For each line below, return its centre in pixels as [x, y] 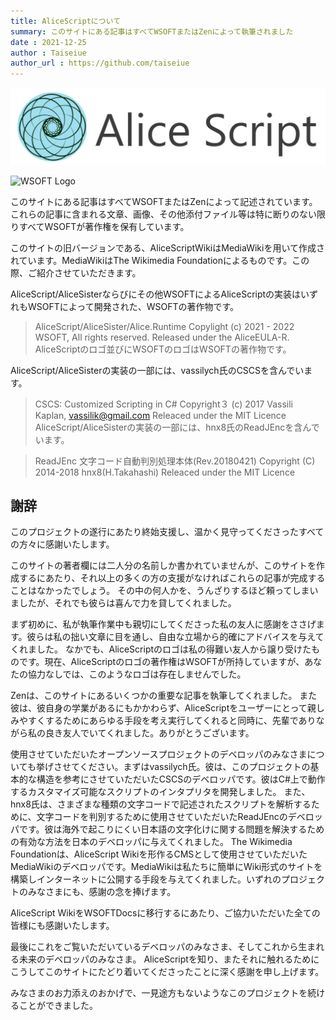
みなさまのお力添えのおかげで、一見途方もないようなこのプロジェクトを [159, 993]
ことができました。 [58, 1006]
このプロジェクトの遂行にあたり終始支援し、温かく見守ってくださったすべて [167, 532]
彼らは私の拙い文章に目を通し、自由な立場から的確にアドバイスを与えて [175, 637]
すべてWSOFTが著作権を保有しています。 [104, 226]
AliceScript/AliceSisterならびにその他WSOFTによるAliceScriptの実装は [156, 294]
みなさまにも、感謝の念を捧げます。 [102, 892]
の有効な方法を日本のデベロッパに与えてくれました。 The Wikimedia [151, 842]
